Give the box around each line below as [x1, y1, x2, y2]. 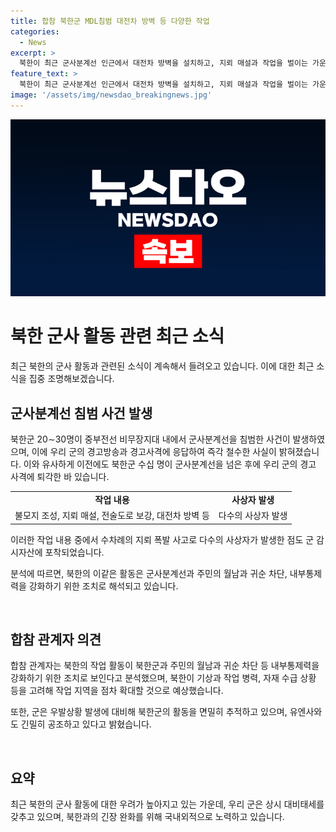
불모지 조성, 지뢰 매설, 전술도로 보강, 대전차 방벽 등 [14, 510, 210, 521]
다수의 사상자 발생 [218, 510, 288, 521]
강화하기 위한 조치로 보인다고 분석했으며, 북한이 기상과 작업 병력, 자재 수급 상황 [10, 672, 317, 684]
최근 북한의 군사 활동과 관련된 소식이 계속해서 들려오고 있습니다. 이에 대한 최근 [10, 360, 315, 372]
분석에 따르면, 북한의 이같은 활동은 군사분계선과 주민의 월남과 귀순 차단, [10, 567, 288, 579]
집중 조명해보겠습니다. [28, 373, 115, 385]
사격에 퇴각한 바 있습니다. [10, 471, 110, 482]
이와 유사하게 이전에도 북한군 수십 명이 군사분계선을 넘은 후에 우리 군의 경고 [23, 458, 317, 470]
